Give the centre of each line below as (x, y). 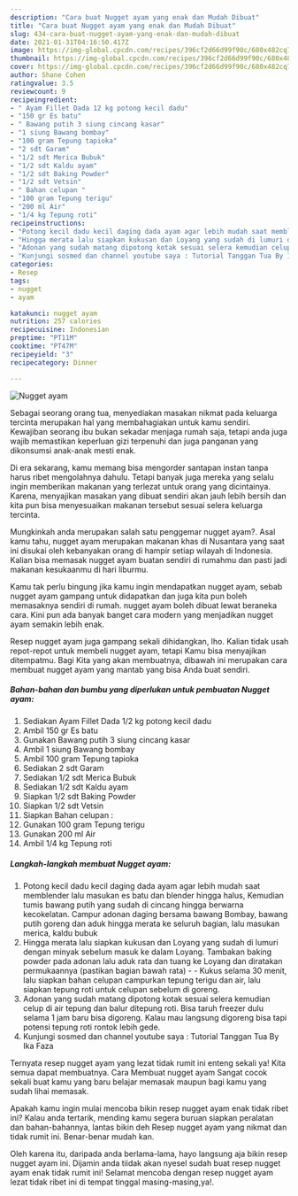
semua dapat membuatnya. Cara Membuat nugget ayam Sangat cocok (139, 1073)
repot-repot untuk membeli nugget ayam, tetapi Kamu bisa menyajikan (138, 651)
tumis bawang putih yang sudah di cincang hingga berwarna (133, 905)
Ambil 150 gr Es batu (60, 730)
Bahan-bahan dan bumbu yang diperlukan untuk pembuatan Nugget (140, 690)
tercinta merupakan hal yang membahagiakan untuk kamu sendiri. (130, 422)
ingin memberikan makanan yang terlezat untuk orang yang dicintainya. (140, 486)
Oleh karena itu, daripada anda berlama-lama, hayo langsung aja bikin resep (149, 1154)
